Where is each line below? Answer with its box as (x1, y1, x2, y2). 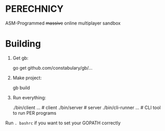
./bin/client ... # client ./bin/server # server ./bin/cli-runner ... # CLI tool (12, 104, 161, 111)
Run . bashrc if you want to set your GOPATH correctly (5, 120, 121, 126)
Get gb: (12, 55, 29, 61)
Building (5, 38, 41, 50)
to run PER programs (12, 110, 57, 116)
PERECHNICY (5, 3, 64, 15)
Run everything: (12, 94, 46, 100)
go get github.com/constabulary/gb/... (12, 64, 93, 71)
